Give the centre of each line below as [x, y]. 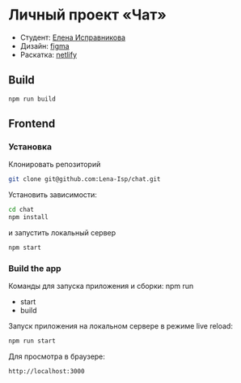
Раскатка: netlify [49, 54]
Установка [30, 147]
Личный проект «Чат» [88, 15]
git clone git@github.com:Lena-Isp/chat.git [85, 179]
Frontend [32, 124]
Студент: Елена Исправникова [73, 37]
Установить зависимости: [53, 195]
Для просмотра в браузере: [57, 357]
